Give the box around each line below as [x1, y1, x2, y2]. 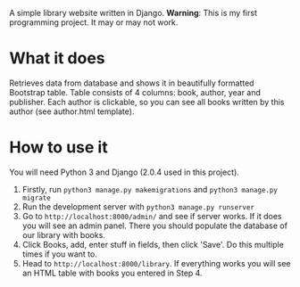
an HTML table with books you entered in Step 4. [21, 267, 203, 278]
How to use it [9, 137, 109, 158]
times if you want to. [21, 249, 98, 259]
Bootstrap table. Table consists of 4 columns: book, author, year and [9, 86, 262, 97]
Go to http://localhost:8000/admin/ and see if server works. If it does [21, 210, 282, 221]
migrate [21, 193, 51, 202]
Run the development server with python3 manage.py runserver [21, 201, 254, 212]
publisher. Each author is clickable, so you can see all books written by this [9, 96, 285, 107]
